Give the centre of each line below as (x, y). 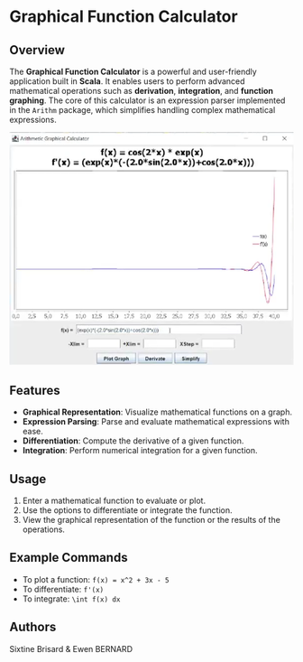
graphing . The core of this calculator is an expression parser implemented (147, 100)
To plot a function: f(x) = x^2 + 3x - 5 (96, 579)
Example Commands (69, 558)
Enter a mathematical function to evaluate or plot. (114, 500)
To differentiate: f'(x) (63, 589)
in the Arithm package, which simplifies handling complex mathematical (142, 110)
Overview (37, 50)
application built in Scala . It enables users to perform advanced (127, 81)
